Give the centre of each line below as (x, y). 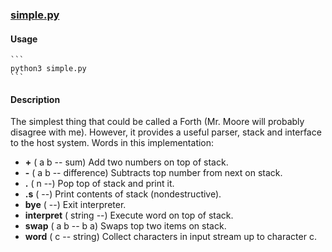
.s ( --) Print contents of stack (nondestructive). (123, 194)
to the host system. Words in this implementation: (112, 143)
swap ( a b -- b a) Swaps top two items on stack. (125, 226)
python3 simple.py (48, 69)
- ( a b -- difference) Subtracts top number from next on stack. (153, 173)
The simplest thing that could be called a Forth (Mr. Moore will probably (157, 122)
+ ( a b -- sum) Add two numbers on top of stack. (126, 162)
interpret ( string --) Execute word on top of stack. (129, 215)
